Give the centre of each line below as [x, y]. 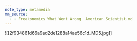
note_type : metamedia [28, 10]
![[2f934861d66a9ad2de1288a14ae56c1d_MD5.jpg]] [59, 33]
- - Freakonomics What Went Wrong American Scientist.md [71, 19]
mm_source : [16, 14]
